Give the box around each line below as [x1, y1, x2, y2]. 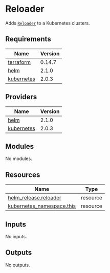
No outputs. [5, 262, 30, 268]
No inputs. [5, 234, 27, 239]
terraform [8, 58, 31, 65]
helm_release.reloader [8, 194, 61, 201]
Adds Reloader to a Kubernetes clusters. [5, 20, 91, 26]
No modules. [5, 155, 32, 162]
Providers [5, 93, 37, 101]
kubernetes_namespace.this [8, 202, 76, 210]
